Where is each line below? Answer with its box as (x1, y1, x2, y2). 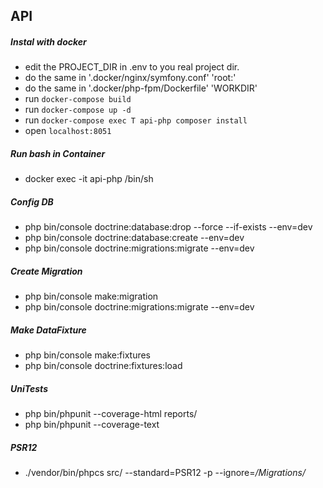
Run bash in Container (10, 147, 106, 159)
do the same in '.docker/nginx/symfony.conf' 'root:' (24, 72, 237, 84)
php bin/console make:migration (24, 290, 159, 303)
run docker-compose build (24, 93, 132, 105)
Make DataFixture (10, 324, 87, 336)
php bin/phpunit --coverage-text (24, 419, 160, 431)
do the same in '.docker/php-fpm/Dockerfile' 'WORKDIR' (24, 82, 258, 94)
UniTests (10, 382, 48, 394)
